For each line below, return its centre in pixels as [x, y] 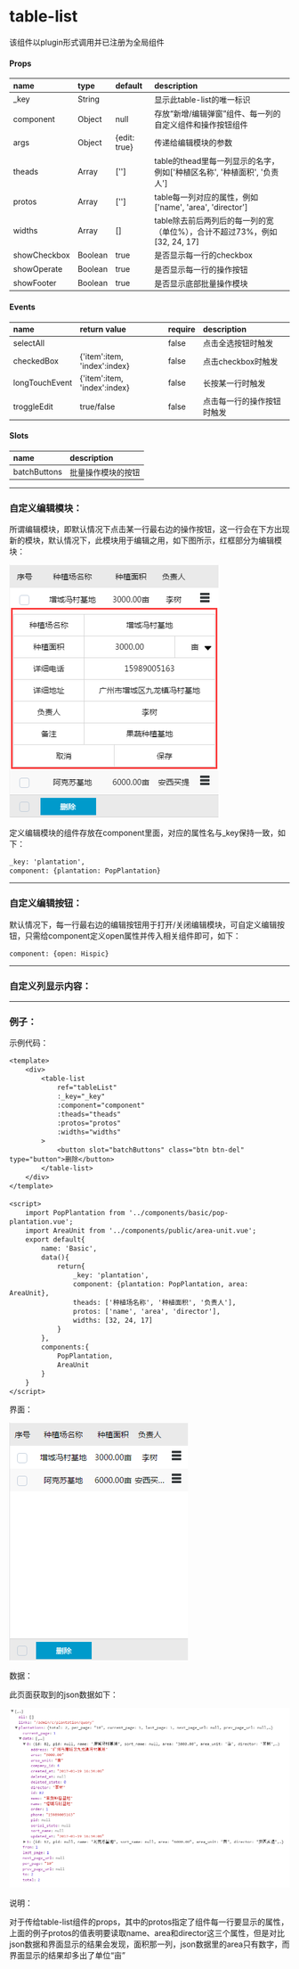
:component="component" [101, 1106]
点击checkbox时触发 [241, 361]
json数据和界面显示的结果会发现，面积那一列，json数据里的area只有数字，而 [149, 1944]
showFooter [35, 283]
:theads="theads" [89, 1115]
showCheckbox [41, 255]
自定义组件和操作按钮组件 [201, 125]
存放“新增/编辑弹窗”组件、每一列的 [218, 114]
